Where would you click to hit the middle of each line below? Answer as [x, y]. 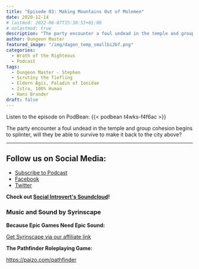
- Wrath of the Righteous [44, 56]
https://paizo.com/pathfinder [41, 260]
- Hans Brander [30, 94]
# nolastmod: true [29, 28]
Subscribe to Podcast [41, 173]
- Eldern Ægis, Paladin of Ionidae [55, 84]
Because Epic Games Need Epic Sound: [56, 225]
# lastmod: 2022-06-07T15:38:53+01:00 [54, 23]
